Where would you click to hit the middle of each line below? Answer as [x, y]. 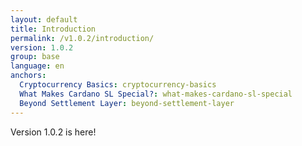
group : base [35, 57]
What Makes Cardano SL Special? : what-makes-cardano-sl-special [156, 94]
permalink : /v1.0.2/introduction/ [82, 38]
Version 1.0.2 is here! [53, 132]
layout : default [44, 19]
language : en [37, 66]
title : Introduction [53, 29]
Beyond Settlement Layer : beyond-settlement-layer [127, 103]
